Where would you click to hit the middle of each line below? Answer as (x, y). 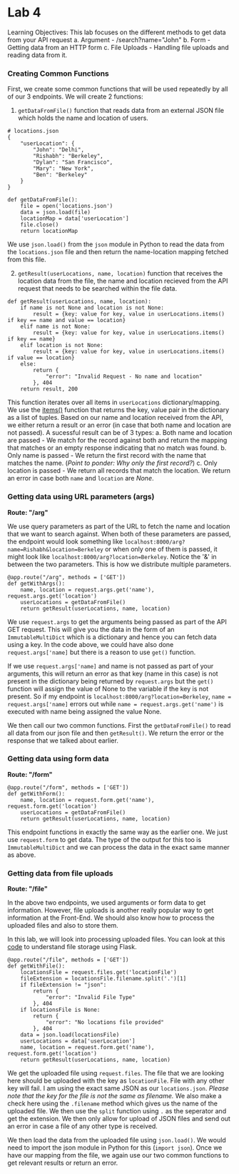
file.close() (40, 225)
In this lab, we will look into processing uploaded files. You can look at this (117, 939)
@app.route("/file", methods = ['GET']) (68, 960)
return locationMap (49, 231)
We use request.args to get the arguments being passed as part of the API (117, 621)
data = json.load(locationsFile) (70, 1035)
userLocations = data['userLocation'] (78, 1041)
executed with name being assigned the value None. (85, 711)
